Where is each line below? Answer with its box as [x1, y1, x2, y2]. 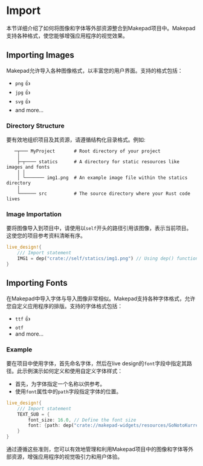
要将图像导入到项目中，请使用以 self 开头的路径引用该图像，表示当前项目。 [6, 225, 192, 232]
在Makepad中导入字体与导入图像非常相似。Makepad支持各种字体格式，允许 [6, 295, 196, 302]
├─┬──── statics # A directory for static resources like [17, 159, 180, 165]
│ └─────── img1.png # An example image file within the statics [17, 175, 188, 181]
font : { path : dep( [28, 422, 74, 428]
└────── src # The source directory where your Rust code [17, 191, 190, 197]
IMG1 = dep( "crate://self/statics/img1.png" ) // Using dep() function [17, 255, 199, 262]
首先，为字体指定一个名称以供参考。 [14, 380, 106, 387]
